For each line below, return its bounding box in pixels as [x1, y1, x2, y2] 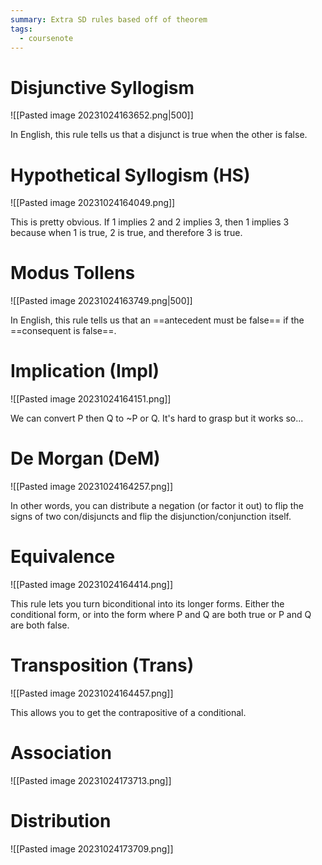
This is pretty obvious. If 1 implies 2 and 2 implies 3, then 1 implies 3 [10, 216, 290, 228]
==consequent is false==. [10, 325, 117, 337]
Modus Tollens [10, 262, 136, 285]
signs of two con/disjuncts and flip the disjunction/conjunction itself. [10, 511, 292, 523]
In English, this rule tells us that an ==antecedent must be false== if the [10, 314, 305, 326]
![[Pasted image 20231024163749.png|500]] [10, 295, 193, 307]
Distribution [10, 810, 112, 833]
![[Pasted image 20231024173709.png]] [10, 842, 174, 855]
